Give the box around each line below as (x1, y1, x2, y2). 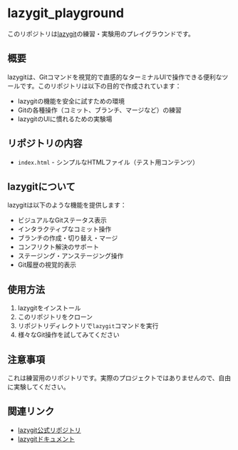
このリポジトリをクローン (17, 312, 93, 322)
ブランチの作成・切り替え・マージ (17, 234, 118, 242)
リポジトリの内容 (7, 138, 83, 150)
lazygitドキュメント (17, 434, 75, 443)
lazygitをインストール (17, 304, 81, 312)
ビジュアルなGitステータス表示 (17, 216, 107, 225)
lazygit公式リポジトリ (17, 426, 81, 434)
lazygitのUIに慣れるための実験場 (17, 114, 113, 123)
